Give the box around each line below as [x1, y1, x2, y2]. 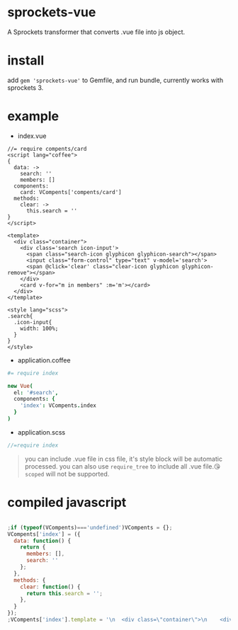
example [7, 108, 59, 125]
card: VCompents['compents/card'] [20, 188, 122, 195]
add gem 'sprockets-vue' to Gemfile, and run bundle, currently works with [7, 76, 224, 84]
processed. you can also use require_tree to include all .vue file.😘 [24, 462, 221, 471]
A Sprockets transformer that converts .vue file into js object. [7, 28, 186, 36]
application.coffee [17, 355, 71, 365]
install [7, 52, 45, 69]
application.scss [17, 428, 66, 436]
